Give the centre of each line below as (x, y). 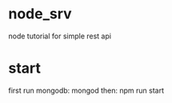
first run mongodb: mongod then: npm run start (86, 90)
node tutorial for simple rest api (60, 36)
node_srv (40, 14)
